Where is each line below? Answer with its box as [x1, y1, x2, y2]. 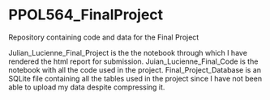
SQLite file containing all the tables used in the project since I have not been [8, 73, 262, 83]
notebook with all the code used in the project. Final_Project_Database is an [8, 65, 262, 74]
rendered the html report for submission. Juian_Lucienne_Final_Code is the [8, 56, 259, 66]
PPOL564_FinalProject [8, 6, 164, 24]
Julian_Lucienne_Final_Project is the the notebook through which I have [8, 48, 247, 57]
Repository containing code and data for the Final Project [8, 32, 199, 42]
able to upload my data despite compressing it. [8, 82, 165, 92]
